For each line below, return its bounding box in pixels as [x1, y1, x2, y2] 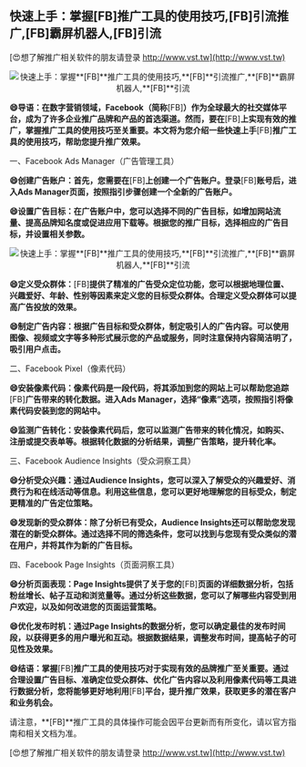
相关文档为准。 [25, 728, 82, 739]
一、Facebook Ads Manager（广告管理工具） [9, 155, 179, 166]
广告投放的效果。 [16, 301, 82, 312]
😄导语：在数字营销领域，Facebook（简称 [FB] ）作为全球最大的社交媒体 [9, 101, 280, 112]
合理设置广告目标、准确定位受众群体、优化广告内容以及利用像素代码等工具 [9, 674, 289, 685]
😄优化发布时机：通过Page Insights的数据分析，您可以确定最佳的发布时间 [9, 620, 286, 631]
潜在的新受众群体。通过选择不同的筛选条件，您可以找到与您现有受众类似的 [9, 528, 289, 539]
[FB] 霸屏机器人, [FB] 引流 [25, 26, 162, 41]
